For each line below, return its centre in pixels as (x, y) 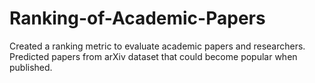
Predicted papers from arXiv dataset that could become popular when (153, 56)
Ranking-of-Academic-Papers (137, 18)
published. (31, 67)
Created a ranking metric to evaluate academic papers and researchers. (157, 46)
